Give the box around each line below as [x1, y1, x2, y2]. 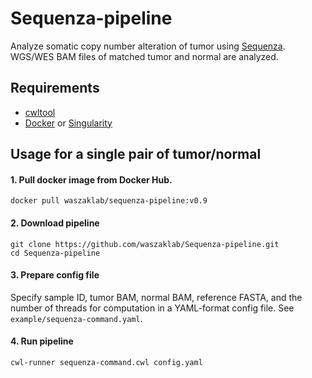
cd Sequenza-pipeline [10, 248, 101, 258]
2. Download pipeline [10, 217, 100, 229]
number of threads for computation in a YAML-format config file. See [10, 302, 295, 314]
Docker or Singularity [24, 117, 113, 129]
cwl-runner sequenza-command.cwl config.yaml [10, 357, 203, 367]
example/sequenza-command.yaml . [10, 312, 143, 324]
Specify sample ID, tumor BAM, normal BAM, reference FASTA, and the [10, 291, 303, 303]
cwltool [24, 106, 56, 118]
